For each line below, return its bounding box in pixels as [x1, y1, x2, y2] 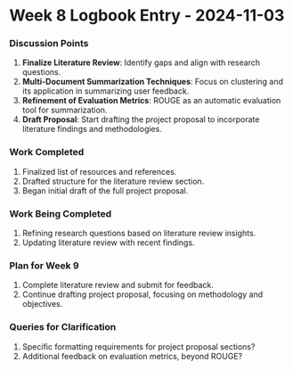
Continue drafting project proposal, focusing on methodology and [21, 289, 264, 300]
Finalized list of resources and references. [21, 166, 177, 177]
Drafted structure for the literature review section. [21, 176, 205, 186]
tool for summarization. [21, 104, 108, 116]
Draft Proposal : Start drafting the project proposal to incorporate [21, 114, 260, 125]
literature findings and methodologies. [21, 124, 162, 135]
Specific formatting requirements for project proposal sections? [21, 341, 256, 352]
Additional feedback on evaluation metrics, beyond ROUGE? [21, 350, 243, 361]
